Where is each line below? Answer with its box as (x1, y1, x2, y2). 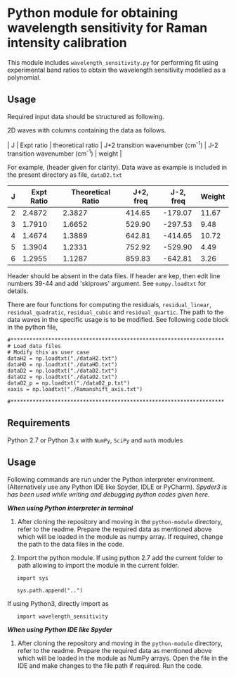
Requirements (7, 417, 70, 429)
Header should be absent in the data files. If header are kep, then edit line (7, 272, 221, 280)
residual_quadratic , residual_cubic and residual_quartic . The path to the (7, 308, 224, 316)
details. (7, 287, 29, 295)
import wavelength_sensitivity (16, 613, 109, 620)
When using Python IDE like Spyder (7, 625, 112, 633)
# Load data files (7, 343, 61, 350)
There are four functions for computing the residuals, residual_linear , (7, 301, 212, 309)
